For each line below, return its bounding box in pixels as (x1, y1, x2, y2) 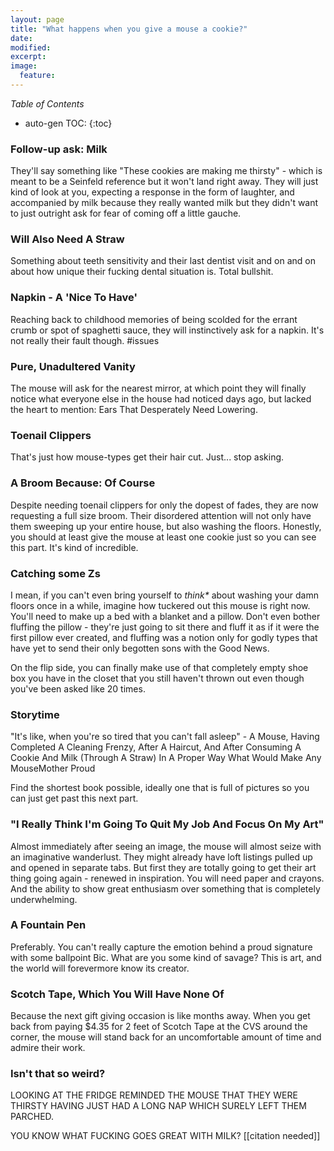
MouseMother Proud (10, 762, 96, 775)
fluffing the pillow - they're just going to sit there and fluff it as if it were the (10, 621, 320, 633)
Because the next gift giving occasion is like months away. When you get (10, 1010, 311, 1022)
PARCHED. (10, 1111, 55, 1123)
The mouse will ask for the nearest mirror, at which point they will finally (10, 382, 307, 395)
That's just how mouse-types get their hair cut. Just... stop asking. (10, 451, 285, 463)
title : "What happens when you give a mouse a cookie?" (10, 24, 248, 34)
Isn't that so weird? (10, 1067, 106, 1081)
